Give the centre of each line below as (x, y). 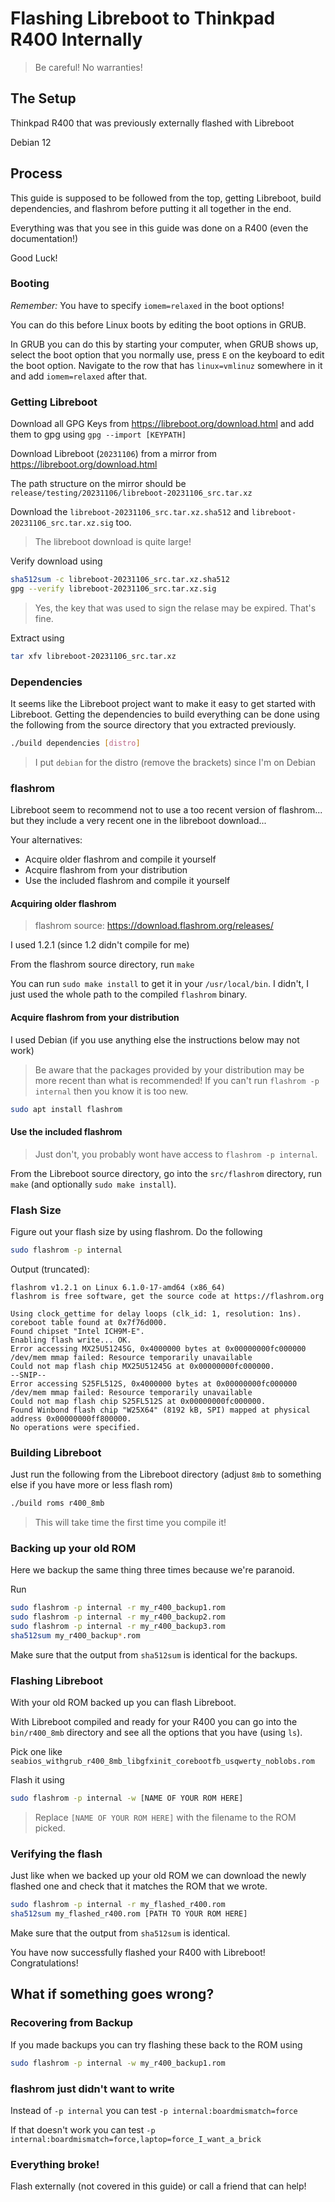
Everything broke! (55, 2164)
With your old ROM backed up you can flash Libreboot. (123, 1703)
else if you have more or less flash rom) (91, 1485)
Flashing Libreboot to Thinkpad (143, 18)
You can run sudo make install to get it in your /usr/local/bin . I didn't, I (159, 984)
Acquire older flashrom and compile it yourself (120, 859)
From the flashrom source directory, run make (102, 964)
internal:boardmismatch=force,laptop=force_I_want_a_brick (136, 2139)
